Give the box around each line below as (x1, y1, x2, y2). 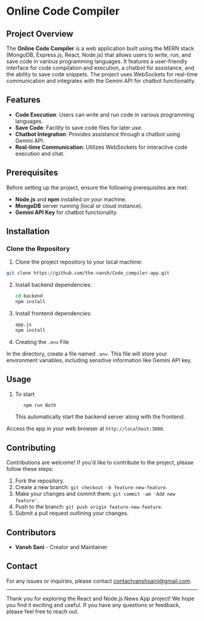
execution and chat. (15, 149, 65, 157)
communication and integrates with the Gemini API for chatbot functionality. (6, 77, 196, 84)
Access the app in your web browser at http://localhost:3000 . (6, 425, 165, 433)
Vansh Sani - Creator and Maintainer (15, 544, 108, 550)
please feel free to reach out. (6, 608, 79, 615)
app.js (15, 321, 32, 328)
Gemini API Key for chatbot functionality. (15, 209, 118, 216)
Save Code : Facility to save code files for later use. (15, 124, 143, 131)
